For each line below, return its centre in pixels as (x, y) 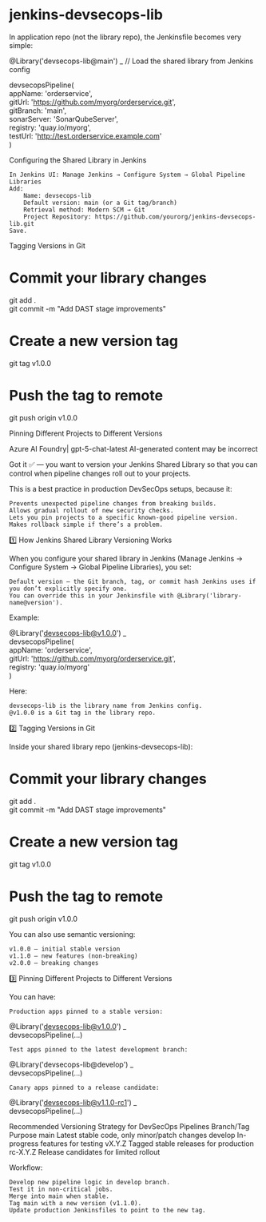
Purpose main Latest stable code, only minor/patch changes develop (122, 1135)
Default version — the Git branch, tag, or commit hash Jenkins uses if (133, 581)
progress (24, 1144)
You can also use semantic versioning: (72, 934)
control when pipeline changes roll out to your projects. (100, 473)
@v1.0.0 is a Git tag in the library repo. (83, 713)
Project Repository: (58, 217)
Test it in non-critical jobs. (61, 1189)
